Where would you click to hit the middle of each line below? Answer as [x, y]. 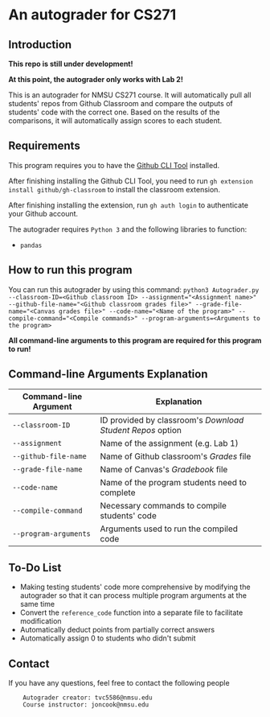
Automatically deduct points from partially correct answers [117, 630]
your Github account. [43, 213]
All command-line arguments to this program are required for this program [135, 340]
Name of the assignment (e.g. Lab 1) [169, 443]
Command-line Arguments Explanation [108, 375]
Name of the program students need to [174, 483]
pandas [31, 245]
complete [118, 492]
